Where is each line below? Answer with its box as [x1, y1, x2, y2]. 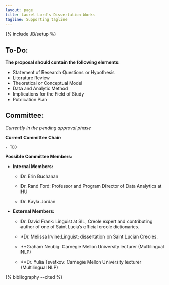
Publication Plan [12, 97, 47, 103]
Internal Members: [12, 163, 54, 169]
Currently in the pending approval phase [5, 125, 91, 131]
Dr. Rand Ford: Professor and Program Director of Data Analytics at [20, 183, 162, 189]
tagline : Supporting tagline [5, 17, 68, 22]
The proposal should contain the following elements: [5, 59, 120, 65]
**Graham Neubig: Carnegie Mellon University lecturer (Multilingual [20, 244, 164, 249]
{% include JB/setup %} [5, 31, 56, 37]
